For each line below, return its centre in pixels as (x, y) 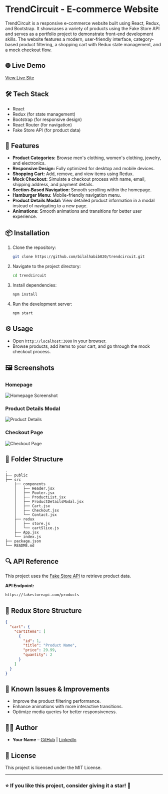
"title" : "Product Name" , (50, 645)
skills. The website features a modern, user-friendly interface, (69, 39)
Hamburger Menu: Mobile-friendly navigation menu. (67, 195)
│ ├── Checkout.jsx (36, 510)
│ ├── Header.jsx (34, 488)
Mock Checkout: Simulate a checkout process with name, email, (79, 179)
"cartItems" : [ (30, 631)
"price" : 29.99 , (40, 650)
